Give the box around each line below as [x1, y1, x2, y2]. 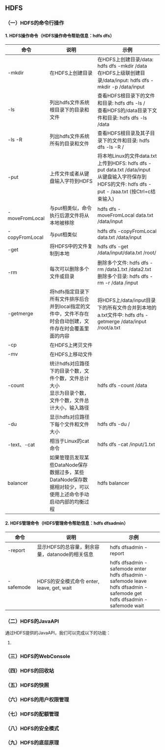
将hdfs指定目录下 [50, 288, 90, 295]
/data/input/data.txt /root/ [97, 249, 156, 256]
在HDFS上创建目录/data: [97, 56, 154, 63]
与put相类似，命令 [50, 204, 92, 211]
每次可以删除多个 [50, 265, 89, 272]
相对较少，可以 [55, 484, 89, 490]
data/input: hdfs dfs [104, 77, 150, 84]
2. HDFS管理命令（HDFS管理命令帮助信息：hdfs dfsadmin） [5, 520, 129, 526]
